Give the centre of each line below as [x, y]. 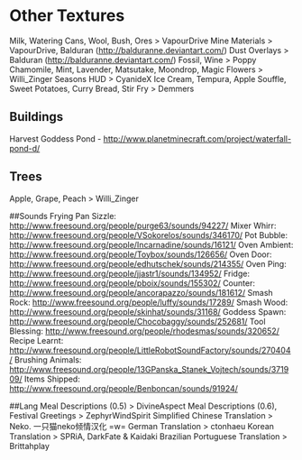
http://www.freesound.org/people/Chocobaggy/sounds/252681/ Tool [137, 321]
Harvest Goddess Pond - [55, 138]
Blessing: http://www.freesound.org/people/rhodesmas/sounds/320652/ [144, 331]
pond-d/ [25, 148]
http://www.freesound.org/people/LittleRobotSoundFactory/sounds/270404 [150, 350]
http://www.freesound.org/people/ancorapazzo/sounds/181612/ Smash [141, 292]
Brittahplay [29, 446]
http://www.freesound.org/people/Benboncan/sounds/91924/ [124, 388]
